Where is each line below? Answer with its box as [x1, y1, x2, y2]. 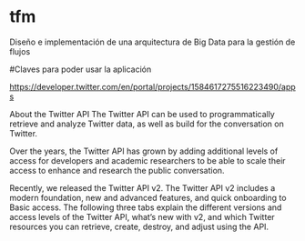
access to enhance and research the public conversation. [9, 165, 225, 176]
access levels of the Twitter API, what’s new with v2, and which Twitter [9, 211, 275, 222]
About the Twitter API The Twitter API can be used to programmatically [9, 108, 275, 119]
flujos [9, 45, 31, 56]
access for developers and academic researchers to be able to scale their [9, 155, 286, 166]
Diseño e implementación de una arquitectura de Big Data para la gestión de [9, 36, 296, 47]
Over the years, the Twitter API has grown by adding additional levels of [9, 146, 279, 156]
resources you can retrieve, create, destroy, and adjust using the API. [9, 221, 269, 232]
